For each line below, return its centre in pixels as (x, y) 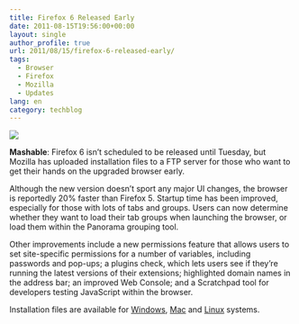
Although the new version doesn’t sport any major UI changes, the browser (149, 189)
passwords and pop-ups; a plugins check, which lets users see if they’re (144, 264)
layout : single (38, 34)
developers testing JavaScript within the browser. (101, 292)
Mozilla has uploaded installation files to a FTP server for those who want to (150, 162)
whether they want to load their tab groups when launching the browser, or (148, 218)
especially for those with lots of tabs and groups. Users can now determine (149, 208)
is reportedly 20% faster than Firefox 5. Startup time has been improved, (144, 198)
